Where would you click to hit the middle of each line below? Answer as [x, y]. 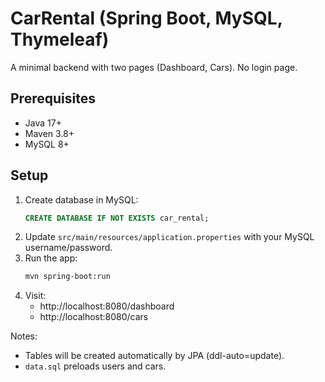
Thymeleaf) [60, 39]
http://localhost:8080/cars [94, 317]
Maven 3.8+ [49, 133]
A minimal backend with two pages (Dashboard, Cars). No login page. [154, 67]
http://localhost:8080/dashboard [107, 306]
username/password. [68, 248]
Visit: [35, 296]
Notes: [24, 336]
